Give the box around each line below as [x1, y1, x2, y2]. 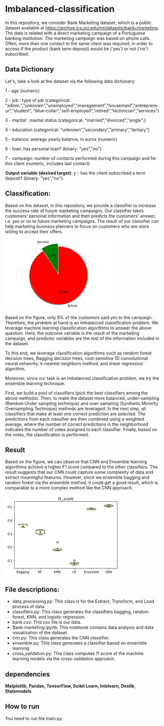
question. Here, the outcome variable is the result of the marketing [5, 330, 140, 336]
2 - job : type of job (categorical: [5, 97, 71, 103]
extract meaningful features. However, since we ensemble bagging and [5, 475, 150, 481]
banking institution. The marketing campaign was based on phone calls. [5, 35, 151, 41]
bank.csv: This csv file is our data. [12, 619, 82, 625]
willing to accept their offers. [5, 228, 63, 234]
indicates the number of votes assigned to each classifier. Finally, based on [5, 426, 158, 432]
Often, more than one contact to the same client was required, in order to [5, 40, 153, 46]
